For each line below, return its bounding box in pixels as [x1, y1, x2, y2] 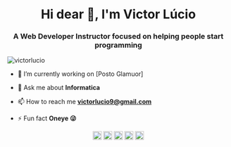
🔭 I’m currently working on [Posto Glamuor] [17, 70, 144, 78]
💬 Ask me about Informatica [17, 84, 101, 92]
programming [94, 40, 142, 50]
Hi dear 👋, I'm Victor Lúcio [41, 6, 196, 23]
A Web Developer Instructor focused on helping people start [13, 32, 224, 41]
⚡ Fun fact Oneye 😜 [17, 114, 77, 122]
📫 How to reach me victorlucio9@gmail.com [17, 98, 152, 106]
